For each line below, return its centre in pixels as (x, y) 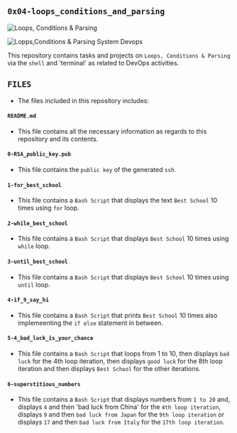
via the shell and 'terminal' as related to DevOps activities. (93, 63)
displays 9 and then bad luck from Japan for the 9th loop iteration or (121, 415)
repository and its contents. (58, 139)
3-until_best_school (38, 262)
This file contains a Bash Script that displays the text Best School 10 (117, 201)
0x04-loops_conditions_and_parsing (86, 12)
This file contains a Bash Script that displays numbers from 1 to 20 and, (124, 400)
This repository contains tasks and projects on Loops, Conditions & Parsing (119, 55)
